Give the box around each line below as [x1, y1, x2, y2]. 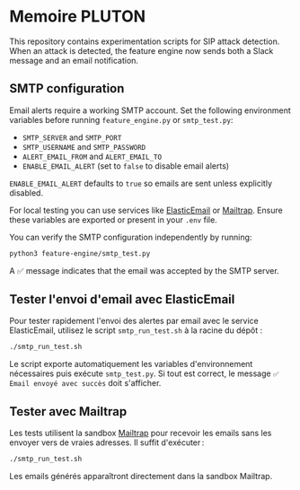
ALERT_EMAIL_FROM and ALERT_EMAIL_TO [22, 151, 163, 162]
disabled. [9, 187, 43, 198]
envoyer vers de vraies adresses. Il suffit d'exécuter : [9, 437, 205, 448]
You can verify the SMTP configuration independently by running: [9, 232, 252, 242]
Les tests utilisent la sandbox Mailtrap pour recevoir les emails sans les [9, 428, 272, 439]
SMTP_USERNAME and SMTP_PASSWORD [22, 141, 146, 152]
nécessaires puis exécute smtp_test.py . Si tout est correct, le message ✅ [9, 368, 279, 379]
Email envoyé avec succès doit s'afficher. [9, 378, 162, 389]
